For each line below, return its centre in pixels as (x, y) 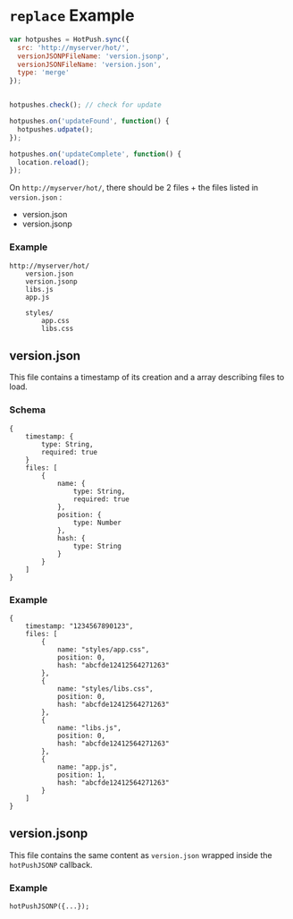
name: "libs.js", (89, 728)
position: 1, (81, 775)
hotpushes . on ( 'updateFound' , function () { (89, 122)
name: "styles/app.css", (103, 650)
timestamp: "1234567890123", (80, 626)
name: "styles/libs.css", (105, 689)
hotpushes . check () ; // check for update (86, 105)
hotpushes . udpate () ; (55, 129)
